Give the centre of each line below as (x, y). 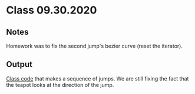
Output (19, 64)
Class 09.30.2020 (52, 10)
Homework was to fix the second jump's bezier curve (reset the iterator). (94, 46)
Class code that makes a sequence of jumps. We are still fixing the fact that (97, 78)
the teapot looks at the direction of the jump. (60, 85)
